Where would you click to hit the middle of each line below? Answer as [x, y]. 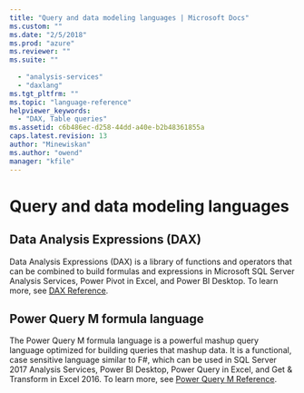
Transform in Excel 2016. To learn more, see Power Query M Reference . [143, 379]
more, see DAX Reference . [59, 290]
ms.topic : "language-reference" [70, 102]
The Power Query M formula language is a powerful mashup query [134, 340]
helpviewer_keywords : [50, 111]
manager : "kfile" [42, 161]
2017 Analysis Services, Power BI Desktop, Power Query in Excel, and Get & [151, 369]
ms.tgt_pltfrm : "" [44, 93]
